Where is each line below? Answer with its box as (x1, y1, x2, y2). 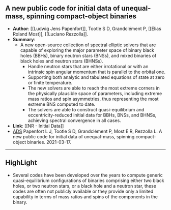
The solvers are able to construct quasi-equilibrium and (27, 106, 145, 112)
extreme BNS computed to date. (27, 101, 96, 107)
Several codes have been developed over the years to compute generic (12, 172, 163, 178)
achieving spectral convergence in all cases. (27, 117, 121, 124)
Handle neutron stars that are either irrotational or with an (27, 63, 149, 69)
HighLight (5, 159, 37, 167)
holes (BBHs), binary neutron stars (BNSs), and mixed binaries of (20, 52, 157, 58)
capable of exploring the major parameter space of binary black (20, 47, 154, 53)
